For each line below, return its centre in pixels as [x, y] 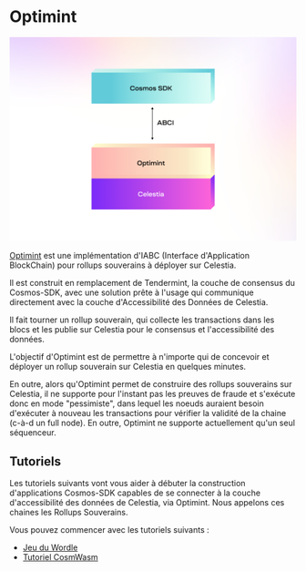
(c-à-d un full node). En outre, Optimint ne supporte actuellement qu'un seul [153, 423]
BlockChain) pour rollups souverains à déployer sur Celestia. [123, 265]
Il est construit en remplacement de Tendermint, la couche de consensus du [153, 283]
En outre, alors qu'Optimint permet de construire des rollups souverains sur [151, 384]
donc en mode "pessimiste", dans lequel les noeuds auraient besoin [137, 403]
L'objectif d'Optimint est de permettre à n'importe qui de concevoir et [140, 357]
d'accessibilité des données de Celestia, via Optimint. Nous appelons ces [147, 503]
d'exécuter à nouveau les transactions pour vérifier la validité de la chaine [148, 413]
